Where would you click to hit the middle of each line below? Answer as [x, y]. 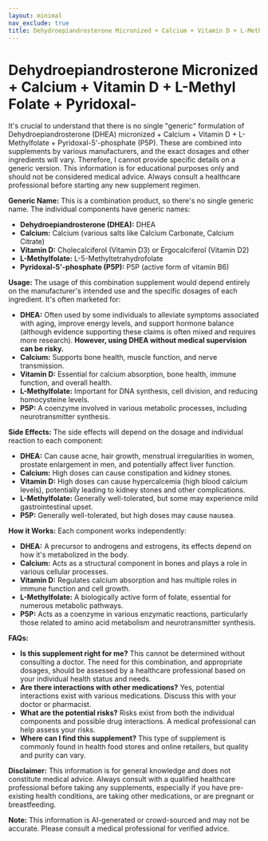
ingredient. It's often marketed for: [65, 299]
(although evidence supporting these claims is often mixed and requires [138, 332]
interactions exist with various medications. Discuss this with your [128, 696]
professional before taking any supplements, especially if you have [118, 788]
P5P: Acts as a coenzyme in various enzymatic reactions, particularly [134, 614]
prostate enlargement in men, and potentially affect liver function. [127, 464]
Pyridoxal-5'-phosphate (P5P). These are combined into [149, 143]
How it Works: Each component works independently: [98, 531]
